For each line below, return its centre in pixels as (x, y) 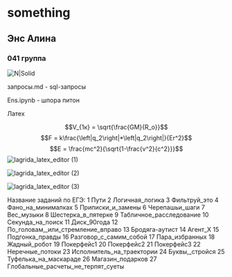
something (39, 13)
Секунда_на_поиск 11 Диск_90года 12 (63, 222)
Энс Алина (32, 39)
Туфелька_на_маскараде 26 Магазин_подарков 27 (82, 259)
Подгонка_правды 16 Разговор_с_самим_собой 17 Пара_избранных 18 (111, 237)
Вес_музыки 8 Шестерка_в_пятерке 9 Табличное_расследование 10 (108, 215)
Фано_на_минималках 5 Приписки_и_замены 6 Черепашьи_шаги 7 (106, 207)
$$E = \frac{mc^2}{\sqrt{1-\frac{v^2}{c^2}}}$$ (116, 149)
